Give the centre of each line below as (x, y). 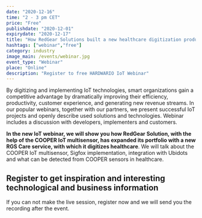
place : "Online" (26, 68)
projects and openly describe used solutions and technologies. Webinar (95, 116)
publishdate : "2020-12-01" (40, 29)
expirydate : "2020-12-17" (38, 34)
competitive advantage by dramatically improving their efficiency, (87, 97)
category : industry (31, 51)
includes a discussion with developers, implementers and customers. (92, 122)
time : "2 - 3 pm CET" (33, 17)
